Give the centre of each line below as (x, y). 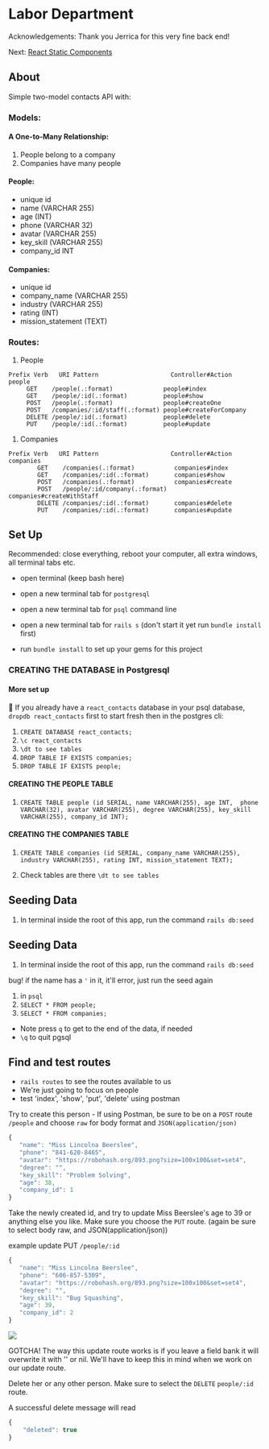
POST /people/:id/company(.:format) (102, 489)
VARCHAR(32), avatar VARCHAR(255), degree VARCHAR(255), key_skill (135, 809)
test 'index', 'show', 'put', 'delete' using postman (100, 1099)
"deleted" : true (50, 1430)
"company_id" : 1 (46, 1190)
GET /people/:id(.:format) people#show (115, 395)
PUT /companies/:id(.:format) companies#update (134, 510)
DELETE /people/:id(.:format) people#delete (118, 417)
